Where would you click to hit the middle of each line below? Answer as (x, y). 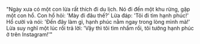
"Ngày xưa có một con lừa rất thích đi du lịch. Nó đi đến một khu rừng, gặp (98, 9)
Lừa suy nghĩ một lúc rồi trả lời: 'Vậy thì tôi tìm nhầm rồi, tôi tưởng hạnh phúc (100, 28)
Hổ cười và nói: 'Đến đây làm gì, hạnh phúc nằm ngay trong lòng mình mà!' (98, 22)
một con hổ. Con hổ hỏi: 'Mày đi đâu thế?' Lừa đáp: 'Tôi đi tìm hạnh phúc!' (98, 15)
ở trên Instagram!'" (29, 34)
